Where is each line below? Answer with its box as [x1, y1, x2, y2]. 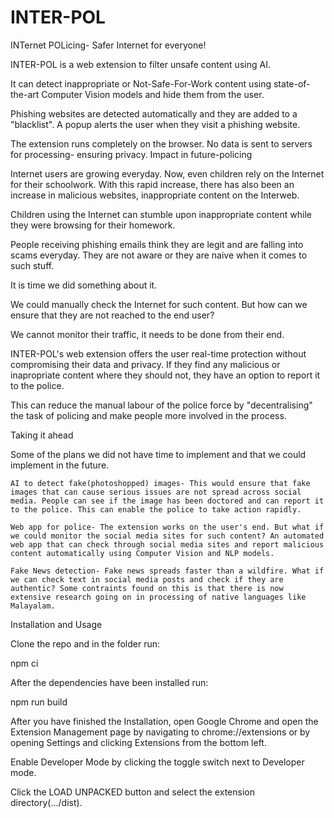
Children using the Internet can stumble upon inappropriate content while [10, 208, 313, 220]
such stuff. [10, 259, 55, 271]
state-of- [273, 77, 311, 90]
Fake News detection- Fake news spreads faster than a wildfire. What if [10, 566, 325, 576]
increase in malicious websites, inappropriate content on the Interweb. [10, 189, 300, 201]
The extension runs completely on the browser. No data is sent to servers [10, 137, 313, 150]
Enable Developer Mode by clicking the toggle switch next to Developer [10, 756, 305, 768]
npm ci [10, 657, 39, 669]
